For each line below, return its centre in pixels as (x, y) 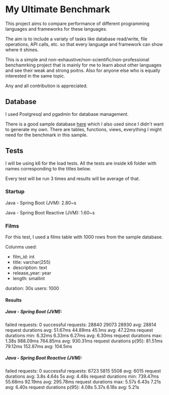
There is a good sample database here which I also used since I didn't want (85, 124)
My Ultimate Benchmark (58, 9)
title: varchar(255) (32, 262)
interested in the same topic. (35, 76)
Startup (15, 191)
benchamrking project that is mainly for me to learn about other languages (83, 65)
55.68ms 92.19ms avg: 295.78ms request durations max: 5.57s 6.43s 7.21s (83, 382)
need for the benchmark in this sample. (46, 135)
